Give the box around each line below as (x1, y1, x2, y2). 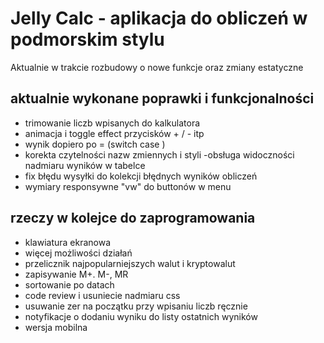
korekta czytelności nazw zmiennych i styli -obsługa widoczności (24, 148, 295, 161)
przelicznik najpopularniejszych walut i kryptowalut (24, 257, 236, 269)
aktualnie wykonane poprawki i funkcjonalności (10, 90, 315, 107)
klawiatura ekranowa (24, 236, 112, 248)
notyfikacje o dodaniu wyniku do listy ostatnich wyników (24, 310, 258, 322)
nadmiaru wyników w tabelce (24, 159, 146, 171)
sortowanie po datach (24, 278, 115, 291)
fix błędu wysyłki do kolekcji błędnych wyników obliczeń (24, 170, 258, 182)
